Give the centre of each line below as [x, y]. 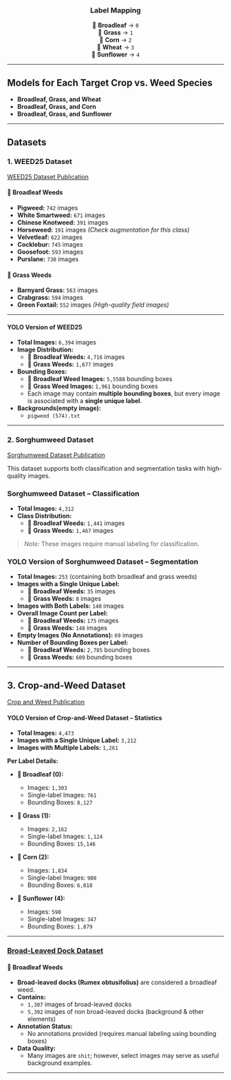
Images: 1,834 [47, 870]
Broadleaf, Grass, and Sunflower [64, 114]
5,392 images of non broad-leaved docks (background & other [115, 1012]
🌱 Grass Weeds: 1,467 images [70, 530]
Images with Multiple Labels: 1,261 [68, 748]
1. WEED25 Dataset [40, 162]
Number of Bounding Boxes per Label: [73, 642]
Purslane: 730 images [48, 259]
